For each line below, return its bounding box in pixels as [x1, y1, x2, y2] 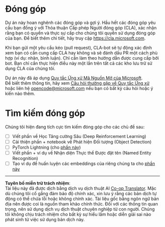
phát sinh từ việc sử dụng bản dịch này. [5, 217, 85, 223]
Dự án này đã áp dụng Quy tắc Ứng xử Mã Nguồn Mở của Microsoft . [5, 75, 143, 81]
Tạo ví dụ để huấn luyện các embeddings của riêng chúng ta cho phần [12, 160, 155, 167]
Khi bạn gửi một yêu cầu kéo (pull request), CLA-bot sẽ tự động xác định [5, 45, 152, 50]
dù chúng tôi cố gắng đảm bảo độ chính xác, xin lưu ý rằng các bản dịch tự [5, 191, 157, 197]
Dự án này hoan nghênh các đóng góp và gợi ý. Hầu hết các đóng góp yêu [5, 20, 156, 25]
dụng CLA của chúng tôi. [5, 65, 55, 71]
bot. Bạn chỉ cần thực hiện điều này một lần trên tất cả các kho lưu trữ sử [5, 60, 153, 66]
